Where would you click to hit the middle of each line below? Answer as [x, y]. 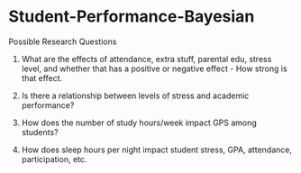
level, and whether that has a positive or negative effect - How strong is [154, 68]
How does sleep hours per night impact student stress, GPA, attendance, [156, 150]
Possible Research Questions [63, 41]
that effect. [42, 77]
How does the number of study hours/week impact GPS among [139, 123]
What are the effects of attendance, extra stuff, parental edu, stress [146, 59]
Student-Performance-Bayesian [132, 17]
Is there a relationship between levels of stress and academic [135, 96]
